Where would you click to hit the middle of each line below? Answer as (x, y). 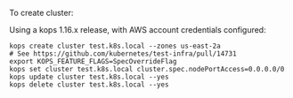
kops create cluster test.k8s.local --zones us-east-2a (115, 46)
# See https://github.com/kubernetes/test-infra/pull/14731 (123, 54)
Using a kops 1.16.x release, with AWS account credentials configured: (138, 30)
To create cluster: (41, 13)
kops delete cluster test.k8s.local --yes (89, 85)
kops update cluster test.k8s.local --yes (89, 77)
